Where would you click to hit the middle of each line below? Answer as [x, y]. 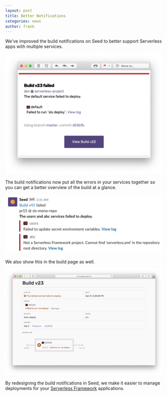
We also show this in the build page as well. [50, 262]
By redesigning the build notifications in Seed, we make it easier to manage [83, 383]
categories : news [23, 21]
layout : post [19, 10]
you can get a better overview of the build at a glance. [61, 187]
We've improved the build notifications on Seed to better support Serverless [83, 41]
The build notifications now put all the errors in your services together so [80, 182]
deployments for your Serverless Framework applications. [65, 388]
